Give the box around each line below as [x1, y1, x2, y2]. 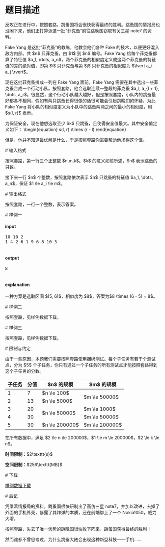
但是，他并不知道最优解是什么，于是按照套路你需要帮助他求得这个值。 [5, 137, 147, 143]
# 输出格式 [5, 191, 27, 197]
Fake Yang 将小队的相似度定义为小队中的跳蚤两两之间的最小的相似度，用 [5, 104, 152, 109]
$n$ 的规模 [47, 381, 74, 388]
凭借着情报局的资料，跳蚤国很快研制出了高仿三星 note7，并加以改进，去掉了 [5, 503, 160, 509]
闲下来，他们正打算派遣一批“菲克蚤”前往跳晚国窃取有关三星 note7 [9, 27, 142, 33]
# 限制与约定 [5, 345, 31, 351]
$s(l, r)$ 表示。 [5, 110, 36, 116]
